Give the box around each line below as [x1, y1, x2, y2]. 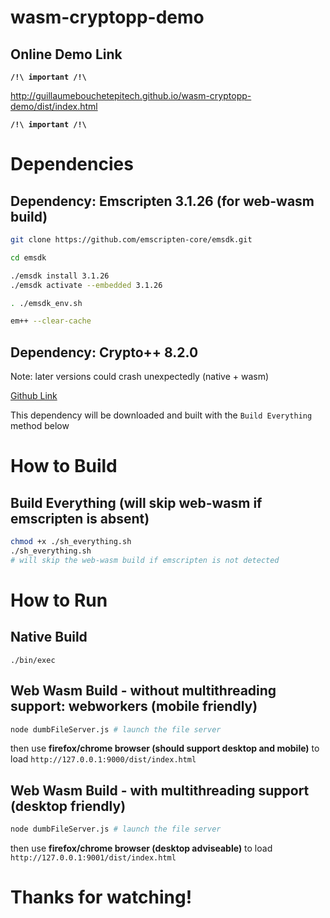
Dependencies [10, 153, 134, 176]
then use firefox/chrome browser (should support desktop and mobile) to [10, 742, 320, 755]
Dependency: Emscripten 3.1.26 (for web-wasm [10, 192, 315, 210]
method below [10, 420, 70, 432]
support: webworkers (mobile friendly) [10, 698, 258, 715]
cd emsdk [10, 252, 47, 263]
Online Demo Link [10, 46, 123, 63]
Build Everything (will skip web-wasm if [10, 494, 263, 511]
